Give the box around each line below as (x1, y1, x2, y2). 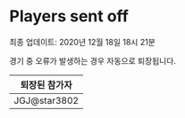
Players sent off (9, 6, 130, 27)
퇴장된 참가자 (20, 78, 73, 90)
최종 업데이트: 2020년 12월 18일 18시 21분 (9, 36, 156, 47)
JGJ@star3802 (13, 94, 79, 106)
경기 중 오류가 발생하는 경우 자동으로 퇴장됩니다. (9, 55, 177, 66)
